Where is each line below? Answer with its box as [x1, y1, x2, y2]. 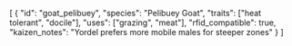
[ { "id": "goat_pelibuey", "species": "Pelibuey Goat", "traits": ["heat [9, 8, 262, 18]
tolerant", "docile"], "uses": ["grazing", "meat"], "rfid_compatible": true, [9, 17, 277, 28]
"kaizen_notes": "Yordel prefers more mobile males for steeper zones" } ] [9, 27, 284, 37]
